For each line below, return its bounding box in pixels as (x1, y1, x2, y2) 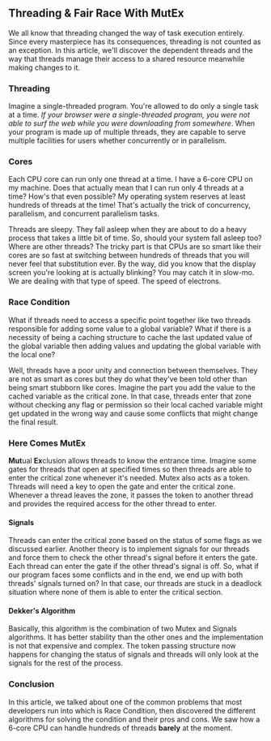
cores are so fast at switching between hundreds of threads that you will (8, 251, 250, 261)
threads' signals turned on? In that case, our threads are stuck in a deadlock (8, 579, 263, 588)
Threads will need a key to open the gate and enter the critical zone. (8, 482, 236, 491)
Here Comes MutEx (8, 437, 87, 449)
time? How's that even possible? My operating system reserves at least (8, 192, 246, 201)
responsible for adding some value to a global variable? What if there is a (8, 324, 252, 334)
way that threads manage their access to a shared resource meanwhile (8, 54, 245, 63)
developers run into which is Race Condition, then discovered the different (8, 705, 256, 715)
